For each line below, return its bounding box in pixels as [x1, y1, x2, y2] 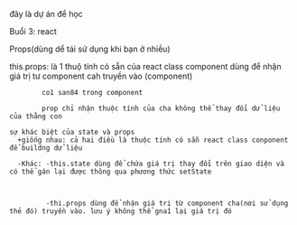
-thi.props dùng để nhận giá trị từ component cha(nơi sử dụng [45, 199, 289, 208]
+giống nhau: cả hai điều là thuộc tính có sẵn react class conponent [17, 136, 289, 145]
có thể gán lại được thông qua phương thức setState [9, 167, 212, 176]
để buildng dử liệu [9, 144, 83, 153]
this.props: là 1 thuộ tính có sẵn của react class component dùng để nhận [9, 61, 282, 71]
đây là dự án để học [9, 9, 83, 19]
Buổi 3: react [9, 26, 57, 36]
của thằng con [9, 112, 63, 121]
